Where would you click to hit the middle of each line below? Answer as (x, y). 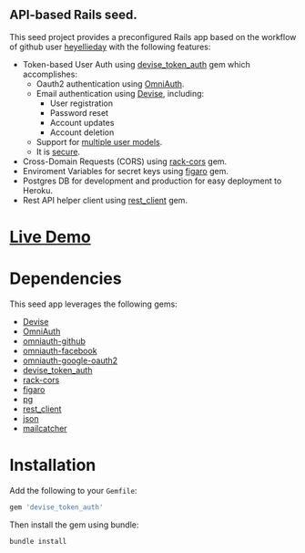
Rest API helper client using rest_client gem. (105, 200)
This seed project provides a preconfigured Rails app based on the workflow (153, 37)
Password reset (79, 112)
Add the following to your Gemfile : (73, 490)
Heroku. (37, 190)
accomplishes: (50, 74)
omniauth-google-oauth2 (70, 360)
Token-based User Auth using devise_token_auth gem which (136, 64)
